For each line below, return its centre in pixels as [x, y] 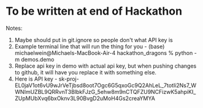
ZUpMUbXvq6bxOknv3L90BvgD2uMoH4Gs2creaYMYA [85, 98]
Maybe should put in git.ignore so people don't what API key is [94, 40]
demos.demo [37, 59]
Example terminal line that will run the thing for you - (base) [90, 46]
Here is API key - [36, 79]
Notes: [14, 28]
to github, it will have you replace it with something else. [86, 72]
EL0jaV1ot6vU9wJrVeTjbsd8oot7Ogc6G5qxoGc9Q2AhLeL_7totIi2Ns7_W [105, 85]
